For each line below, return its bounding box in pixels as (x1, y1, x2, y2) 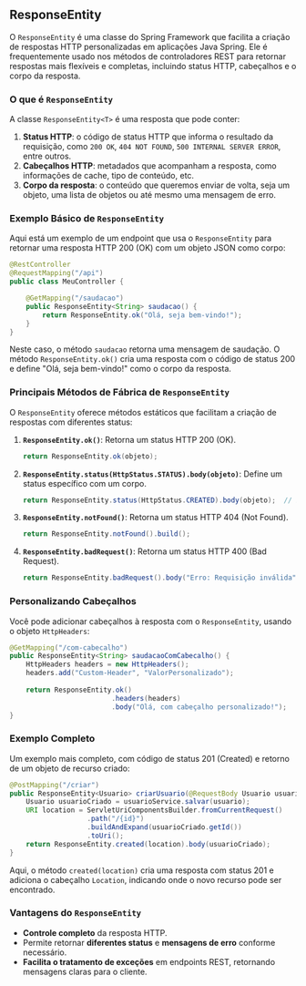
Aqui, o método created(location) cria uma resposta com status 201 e (9, 865, 275, 876)
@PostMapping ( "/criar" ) (9, 780, 100, 789)
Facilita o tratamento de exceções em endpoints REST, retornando (22, 956, 276, 967)
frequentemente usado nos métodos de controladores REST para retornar (9, 50, 287, 62)
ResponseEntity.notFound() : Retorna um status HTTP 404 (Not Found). (22, 512, 289, 523)
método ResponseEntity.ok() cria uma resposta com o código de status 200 (9, 354, 296, 365)
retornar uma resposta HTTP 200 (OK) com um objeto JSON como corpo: (9, 242, 286, 253)
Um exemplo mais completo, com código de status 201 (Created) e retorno (9, 753, 290, 764)
